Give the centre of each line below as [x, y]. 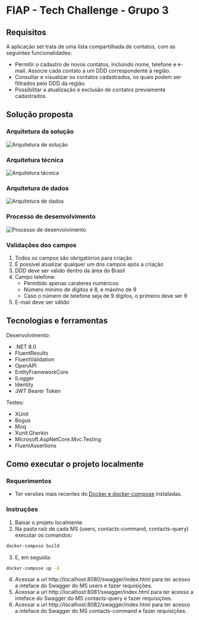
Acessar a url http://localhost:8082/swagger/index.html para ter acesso [102, 605]
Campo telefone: [35, 276]
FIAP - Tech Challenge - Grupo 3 [88, 10]
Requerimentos [29, 481]
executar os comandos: [44, 535]
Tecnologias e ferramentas [57, 321]
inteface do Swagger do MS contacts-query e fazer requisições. [93, 599]
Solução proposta [40, 114]
